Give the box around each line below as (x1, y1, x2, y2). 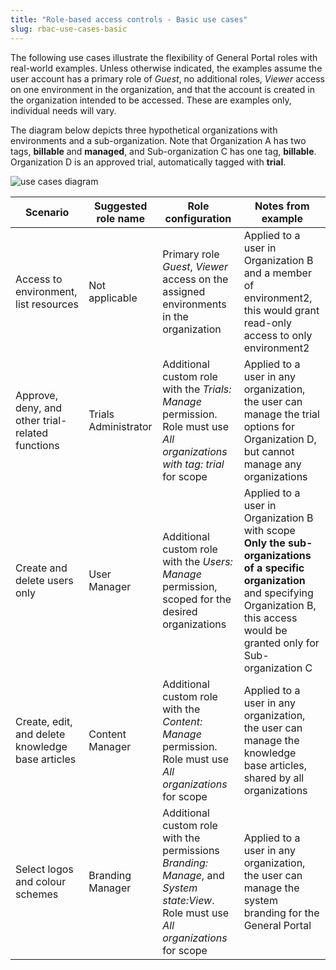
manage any (243, 457, 302, 471)
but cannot (243, 444, 295, 458)
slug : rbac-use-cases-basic (10, 24, 128, 34)
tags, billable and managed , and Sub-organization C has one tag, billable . (10, 145, 317, 157)
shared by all (243, 771, 305, 785)
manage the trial (243, 407, 320, 421)
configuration (164, 211, 232, 225)
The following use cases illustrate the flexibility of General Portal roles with (10, 51, 318, 63)
